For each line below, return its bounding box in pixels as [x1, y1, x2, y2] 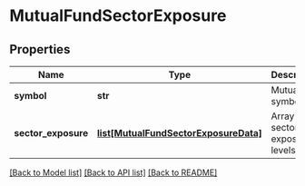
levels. [271, 144, 299, 156]
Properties [9, 42, 71, 57]
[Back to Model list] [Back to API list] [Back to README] [9, 167, 218, 178]
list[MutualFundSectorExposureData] [96, 127, 262, 139]
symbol [14, 90, 47, 102]
